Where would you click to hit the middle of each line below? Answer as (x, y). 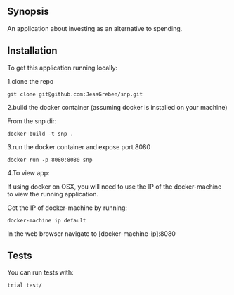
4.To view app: (29, 172)
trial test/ (25, 285)
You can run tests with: (40, 272)
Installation (32, 51)
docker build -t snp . (40, 134)
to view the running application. (53, 194)
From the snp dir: (32, 121)
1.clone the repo (31, 81)
